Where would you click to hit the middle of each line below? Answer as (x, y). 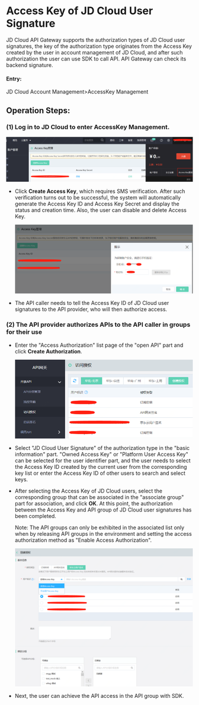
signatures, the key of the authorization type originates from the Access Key (99, 46)
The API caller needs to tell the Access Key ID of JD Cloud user (92, 303)
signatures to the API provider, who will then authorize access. (91, 310)
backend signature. (30, 65)
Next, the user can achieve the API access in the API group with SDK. (99, 696)
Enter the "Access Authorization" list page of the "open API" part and (99, 345)
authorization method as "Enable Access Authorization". (83, 540)
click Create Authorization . (48, 351)
